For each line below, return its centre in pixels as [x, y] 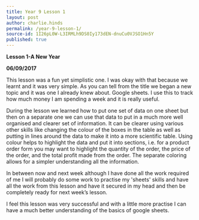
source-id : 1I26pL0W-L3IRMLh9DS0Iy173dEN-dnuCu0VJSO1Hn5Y [80, 34]
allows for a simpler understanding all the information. [73, 162]
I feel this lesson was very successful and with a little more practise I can [97, 204]
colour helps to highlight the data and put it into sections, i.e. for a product [98, 142]
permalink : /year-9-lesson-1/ [44, 28]
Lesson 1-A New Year [33, 57]
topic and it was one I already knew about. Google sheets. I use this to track [100, 93]
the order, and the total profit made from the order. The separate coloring [97, 155]
